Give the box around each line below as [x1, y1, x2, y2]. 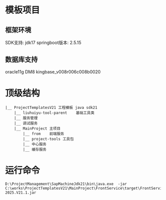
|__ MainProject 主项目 [14, 126, 61, 131]
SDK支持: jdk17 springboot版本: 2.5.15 [5, 40, 82, 45]
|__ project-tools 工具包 [23, 136, 74, 141]
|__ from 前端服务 [23, 131, 64, 136]
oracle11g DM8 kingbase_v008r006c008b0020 [5, 68, 101, 74]
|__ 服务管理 [14, 115, 38, 121]
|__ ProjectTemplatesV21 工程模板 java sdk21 [5, 105, 98, 110]
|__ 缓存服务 [23, 147, 47, 152]
